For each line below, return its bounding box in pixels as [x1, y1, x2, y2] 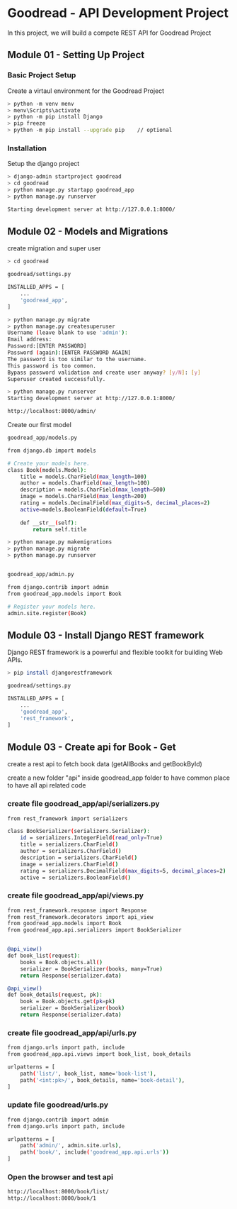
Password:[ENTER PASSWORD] [7, 343, 87, 350]
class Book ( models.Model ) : [7, 466, 87, 473]
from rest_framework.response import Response [7, 907, 147, 914]
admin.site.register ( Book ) [7, 609, 87, 617]
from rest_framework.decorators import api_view [7, 913, 154, 920]
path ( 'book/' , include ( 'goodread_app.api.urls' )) [20, 1149, 170, 1156]
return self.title [33, 526, 87, 533]
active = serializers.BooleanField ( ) [20, 874, 132, 881]
